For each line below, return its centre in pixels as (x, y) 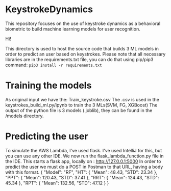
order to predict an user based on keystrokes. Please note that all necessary (86, 54)
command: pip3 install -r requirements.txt (54, 65)
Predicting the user (47, 137)
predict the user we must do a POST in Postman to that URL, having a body (84, 167)
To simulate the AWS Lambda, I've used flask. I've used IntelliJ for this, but (84, 150)
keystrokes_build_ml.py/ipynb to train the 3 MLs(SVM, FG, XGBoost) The (81, 105)
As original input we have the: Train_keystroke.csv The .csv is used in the (82, 99)
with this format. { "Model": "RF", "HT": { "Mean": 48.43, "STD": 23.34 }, (81, 172)
